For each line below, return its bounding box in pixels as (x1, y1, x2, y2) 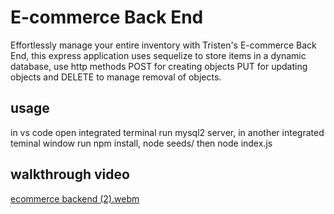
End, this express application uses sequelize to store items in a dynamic (10, 49, 307, 61)
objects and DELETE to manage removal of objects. (10, 71, 222, 83)
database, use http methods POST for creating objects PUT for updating (10, 60, 308, 72)
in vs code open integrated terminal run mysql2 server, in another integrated (10, 126, 325, 138)
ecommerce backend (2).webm (10, 192, 140, 205)
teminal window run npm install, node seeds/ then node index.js (10, 137, 273, 149)
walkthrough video (10, 166, 130, 183)
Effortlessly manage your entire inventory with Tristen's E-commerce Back (10, 39, 317, 51)
